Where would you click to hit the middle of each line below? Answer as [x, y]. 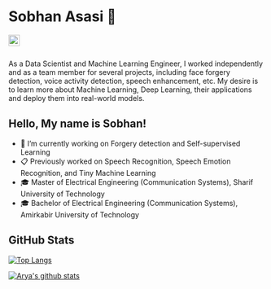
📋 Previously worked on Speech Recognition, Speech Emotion [125, 161]
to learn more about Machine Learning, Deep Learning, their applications [130, 90]
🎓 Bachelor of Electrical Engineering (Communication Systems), [129, 203]
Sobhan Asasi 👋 [62, 17]
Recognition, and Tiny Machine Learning [88, 173]
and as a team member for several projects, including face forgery [119, 72]
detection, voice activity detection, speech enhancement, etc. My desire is [133, 81]
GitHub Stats [42, 241]
